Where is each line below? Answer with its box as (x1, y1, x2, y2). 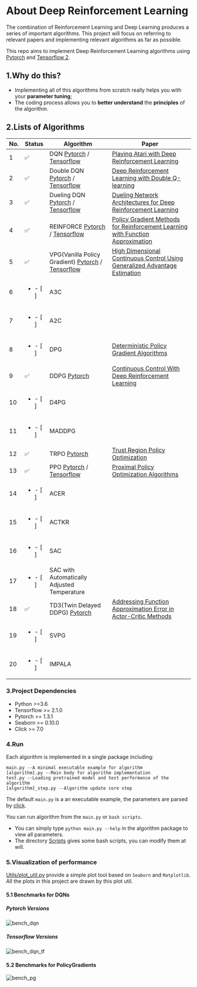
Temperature (49, 588, 85, 596)
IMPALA (49, 660, 72, 668)
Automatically (49, 573, 87, 581)
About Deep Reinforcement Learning (6, 4, 189, 18)
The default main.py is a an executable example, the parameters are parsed (6, 796, 188, 803)
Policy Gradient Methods (112, 215, 180, 223)
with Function (112, 229, 150, 238)
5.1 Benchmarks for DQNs (6, 891, 70, 898)
